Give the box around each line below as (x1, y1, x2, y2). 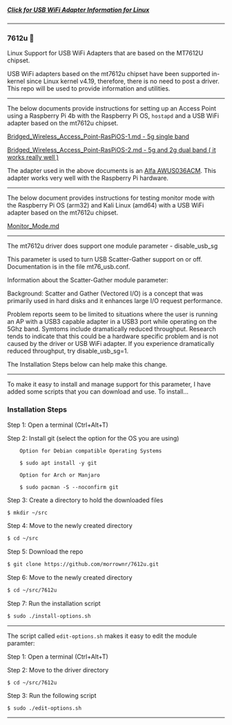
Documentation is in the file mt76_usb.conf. (7, 263, 130, 271)
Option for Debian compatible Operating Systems (19, 447, 162, 455)
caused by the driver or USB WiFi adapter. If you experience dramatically (7, 340, 215, 348)
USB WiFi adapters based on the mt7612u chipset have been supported (7, 70, 211, 78)
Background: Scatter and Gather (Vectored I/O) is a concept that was (7, 289, 204, 297)
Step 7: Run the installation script (7, 599, 101, 608)
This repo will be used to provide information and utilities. (7, 84, 171, 93)
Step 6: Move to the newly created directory (7, 573, 133, 582)
